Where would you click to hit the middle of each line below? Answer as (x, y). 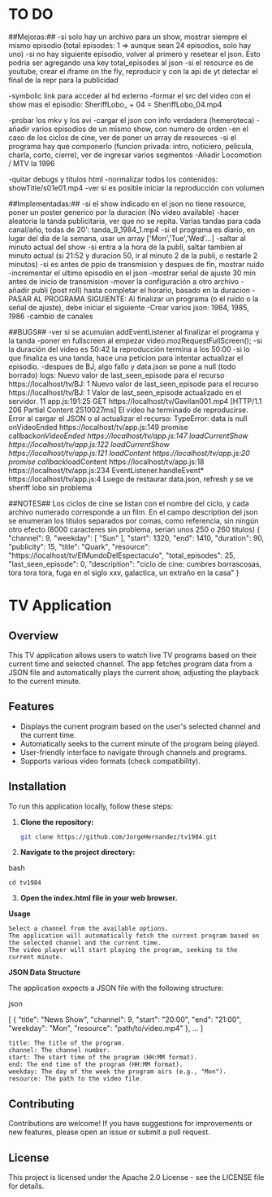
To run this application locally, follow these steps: (91, 806)
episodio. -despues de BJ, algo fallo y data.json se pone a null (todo (122, 366)
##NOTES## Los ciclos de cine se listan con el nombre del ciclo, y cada (129, 503)
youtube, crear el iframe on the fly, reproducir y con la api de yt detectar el (133, 71)
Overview (34, 636)
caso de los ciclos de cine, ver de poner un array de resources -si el (123, 137)
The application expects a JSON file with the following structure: (116, 988)
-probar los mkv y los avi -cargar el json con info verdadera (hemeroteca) (132, 120)
